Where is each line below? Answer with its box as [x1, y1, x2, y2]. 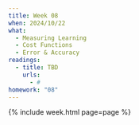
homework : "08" [8, 85, 59, 94]
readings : [8, 57, 41, 64]
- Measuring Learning [15, 33, 87, 42]
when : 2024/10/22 [8, 19, 66, 27]
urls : [22, 71, 41, 79]
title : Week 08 [8, 11, 59, 20]
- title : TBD [15, 64, 59, 72]
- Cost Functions [15, 41, 73, 49]
